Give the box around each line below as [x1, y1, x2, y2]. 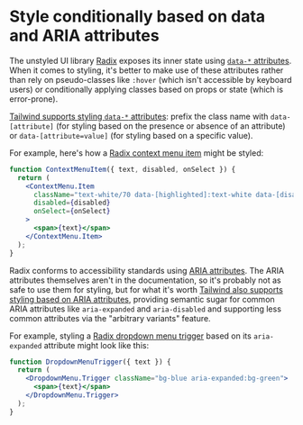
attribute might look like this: [43, 339, 150, 350]
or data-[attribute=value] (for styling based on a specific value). [9, 130, 253, 140]
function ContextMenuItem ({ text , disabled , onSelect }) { [9, 165, 236, 174]
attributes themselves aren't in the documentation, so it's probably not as [9, 275, 281, 285]
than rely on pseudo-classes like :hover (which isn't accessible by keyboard [9, 74, 292, 85]
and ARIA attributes [9, 25, 160, 46]
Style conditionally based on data [9, 6, 266, 27]
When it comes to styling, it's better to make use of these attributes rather [9, 65, 284, 76]
